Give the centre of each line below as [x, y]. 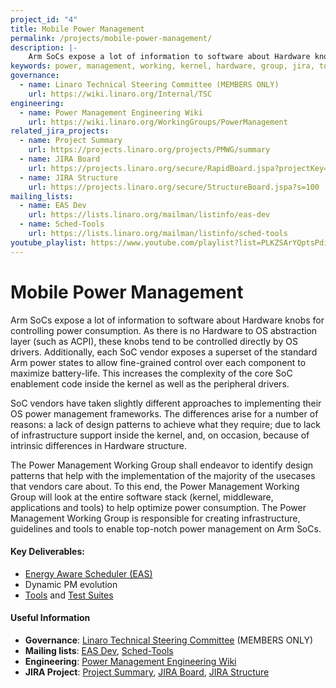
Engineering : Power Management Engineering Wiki [130, 661]
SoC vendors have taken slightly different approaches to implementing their [166, 403]
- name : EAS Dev [53, 206]
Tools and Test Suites [69, 595]
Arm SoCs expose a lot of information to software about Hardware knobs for [167, 320]
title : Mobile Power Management [77, 29]
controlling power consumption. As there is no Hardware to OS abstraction [164, 330]
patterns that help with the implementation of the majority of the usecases [163, 475]
